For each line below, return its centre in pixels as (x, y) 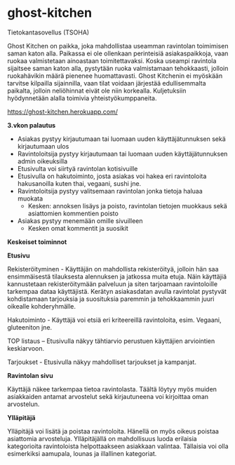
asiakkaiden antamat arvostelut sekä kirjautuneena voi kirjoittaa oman (108, 396)
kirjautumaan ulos (43, 146)
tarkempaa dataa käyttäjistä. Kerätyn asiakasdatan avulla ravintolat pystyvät (117, 291)
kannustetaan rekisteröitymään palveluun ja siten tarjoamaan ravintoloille (113, 284)
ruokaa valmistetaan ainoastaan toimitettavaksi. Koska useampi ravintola (112, 60)
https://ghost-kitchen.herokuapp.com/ (62, 112)
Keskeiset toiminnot (37, 242)
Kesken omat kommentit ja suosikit (78, 228)
